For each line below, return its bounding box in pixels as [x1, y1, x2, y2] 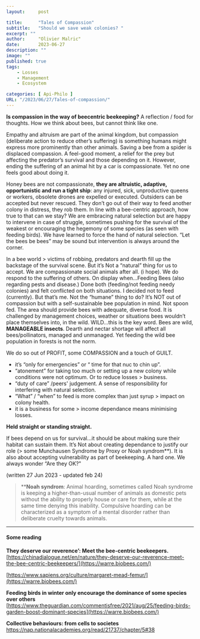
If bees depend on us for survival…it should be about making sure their [6, 435, 180, 442]
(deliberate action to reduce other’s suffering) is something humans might [6, 137, 187, 144]
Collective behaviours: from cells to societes [6, 620, 119, 627]
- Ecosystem [17, 80, 46, 86]
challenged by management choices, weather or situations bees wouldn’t [6, 312, 186, 319]
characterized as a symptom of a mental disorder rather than [20, 508, 170, 516]
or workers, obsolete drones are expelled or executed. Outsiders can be [6, 193, 183, 200]
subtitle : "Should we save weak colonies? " [6, 25, 124, 31]
